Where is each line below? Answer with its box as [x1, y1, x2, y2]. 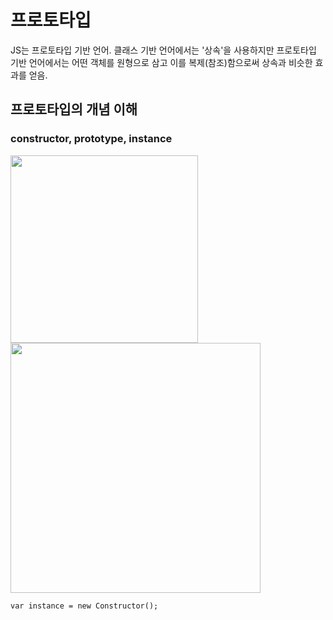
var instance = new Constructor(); [10, 601, 159, 611]
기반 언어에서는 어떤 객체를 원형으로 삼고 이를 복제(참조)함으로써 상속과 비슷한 [10, 56, 313, 68]
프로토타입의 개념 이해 [10, 101, 138, 118]
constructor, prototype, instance [10, 132, 173, 146]
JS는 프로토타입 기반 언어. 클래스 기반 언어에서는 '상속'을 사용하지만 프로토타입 [10, 44, 317, 56]
